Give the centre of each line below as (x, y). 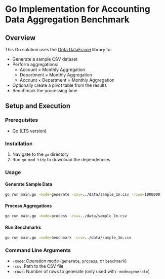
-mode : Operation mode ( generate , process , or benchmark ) (69, 261)
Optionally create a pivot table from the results (60, 85)
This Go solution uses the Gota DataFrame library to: (59, 50)
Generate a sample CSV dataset (45, 59)
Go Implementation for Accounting (78, 9)
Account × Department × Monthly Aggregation (67, 80)
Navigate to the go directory (41, 154)
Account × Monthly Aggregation (52, 70)
